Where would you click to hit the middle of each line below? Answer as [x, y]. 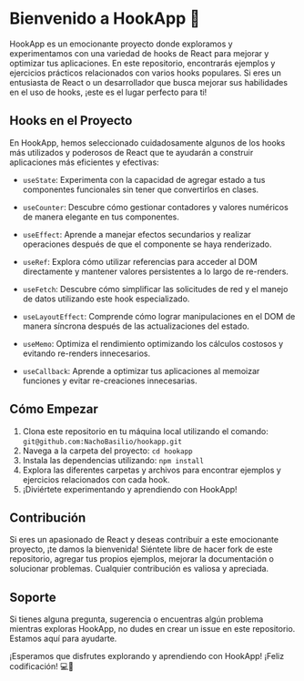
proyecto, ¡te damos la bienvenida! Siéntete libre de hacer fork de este [141, 549]
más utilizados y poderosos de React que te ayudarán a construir [132, 152]
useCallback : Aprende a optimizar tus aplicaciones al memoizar [141, 371]
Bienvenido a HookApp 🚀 [105, 19]
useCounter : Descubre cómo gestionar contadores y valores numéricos [155, 207]
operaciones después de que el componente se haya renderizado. [147, 244]
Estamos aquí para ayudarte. [63, 639]
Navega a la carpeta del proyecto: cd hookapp [107, 451]
